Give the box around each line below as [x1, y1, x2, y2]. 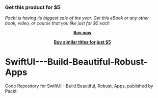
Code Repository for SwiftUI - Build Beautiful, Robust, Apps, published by [5, 83, 154, 89]
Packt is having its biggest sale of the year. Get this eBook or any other [5, 15, 149, 21]
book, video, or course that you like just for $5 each [5, 20, 110, 26]
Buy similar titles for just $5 [53, 39, 111, 45]
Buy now [73, 30, 92, 36]
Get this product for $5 [5, 4, 60, 11]
